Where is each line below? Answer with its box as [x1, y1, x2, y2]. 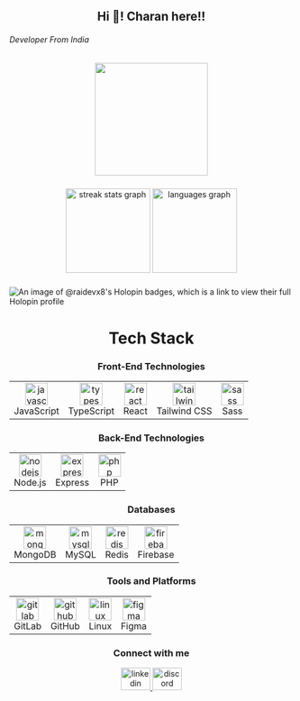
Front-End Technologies [97, 360, 205, 372]
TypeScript [68, 405, 115, 417]
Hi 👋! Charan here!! [97, 9, 205, 24]
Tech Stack [108, 328, 195, 348]
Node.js [14, 477, 47, 489]
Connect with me [113, 646, 190, 659]
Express [55, 477, 90, 489]
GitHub [50, 619, 81, 632]
